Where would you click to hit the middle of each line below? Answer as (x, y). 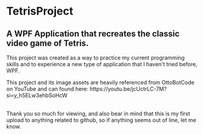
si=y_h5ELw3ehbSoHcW (37, 95)
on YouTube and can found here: (47, 89)
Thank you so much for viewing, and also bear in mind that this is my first (98, 113)
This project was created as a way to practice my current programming (95, 58)
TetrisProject (40, 11)
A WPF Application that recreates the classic (93, 34)
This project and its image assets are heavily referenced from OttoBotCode (101, 82)
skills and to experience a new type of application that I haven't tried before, (102, 64)
